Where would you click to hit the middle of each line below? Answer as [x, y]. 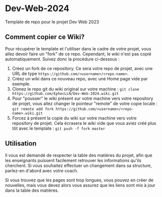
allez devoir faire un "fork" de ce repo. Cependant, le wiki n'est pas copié [78, 54]
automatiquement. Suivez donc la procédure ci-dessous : [62, 59]
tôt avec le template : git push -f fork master [58, 128]
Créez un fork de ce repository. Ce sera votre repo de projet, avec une [82, 68]
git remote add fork [33, 109]
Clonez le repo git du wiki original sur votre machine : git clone [76, 89]
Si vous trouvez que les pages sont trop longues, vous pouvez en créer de [79, 180]
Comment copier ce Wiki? [45, 37]
